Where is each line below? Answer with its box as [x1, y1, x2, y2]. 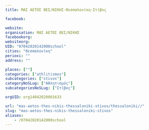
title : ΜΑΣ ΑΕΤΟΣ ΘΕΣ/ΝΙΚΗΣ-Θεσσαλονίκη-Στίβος [5, 7, 107, 12]
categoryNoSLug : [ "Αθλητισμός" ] [5, 81, 73, 86]
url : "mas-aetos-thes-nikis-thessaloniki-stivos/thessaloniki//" [5, 103, 144, 108]
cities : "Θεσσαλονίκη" [5, 48, 53, 53]
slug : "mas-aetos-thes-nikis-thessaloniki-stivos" [5, 108, 113, 113]
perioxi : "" [5, 53, 30, 58]
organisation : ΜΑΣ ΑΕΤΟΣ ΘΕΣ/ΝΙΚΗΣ [5, 30, 80, 35]
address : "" [5, 58, 30, 63]
